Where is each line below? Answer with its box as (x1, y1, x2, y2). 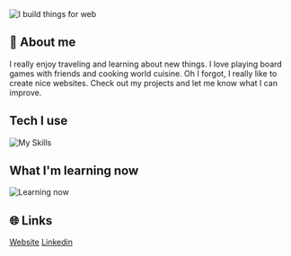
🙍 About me (9, 35, 76, 50)
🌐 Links (9, 213, 53, 228)
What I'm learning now (9, 163, 139, 179)
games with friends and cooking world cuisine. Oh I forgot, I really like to (9, 67, 278, 79)
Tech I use (9, 113, 68, 128)
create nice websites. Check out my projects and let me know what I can (9, 77, 278, 88)
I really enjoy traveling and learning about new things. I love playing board (9, 58, 283, 69)
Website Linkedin (9, 237, 74, 248)
